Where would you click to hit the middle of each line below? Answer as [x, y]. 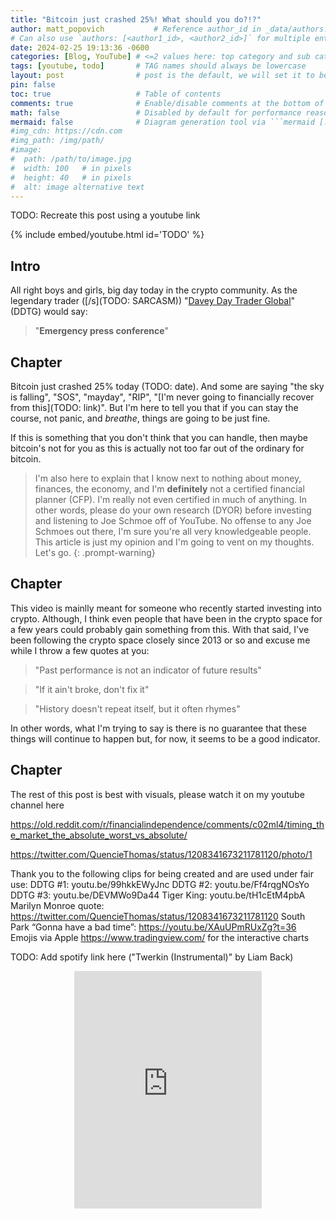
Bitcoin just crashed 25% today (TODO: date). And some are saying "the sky [167, 386]
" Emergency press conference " [102, 331]
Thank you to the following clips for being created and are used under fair [162, 873]
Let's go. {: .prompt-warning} [95, 552]
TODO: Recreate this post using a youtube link [105, 215]
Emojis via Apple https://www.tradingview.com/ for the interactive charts [160, 937]
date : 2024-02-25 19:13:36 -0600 [80, 47]
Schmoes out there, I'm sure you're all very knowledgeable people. [173, 531]
